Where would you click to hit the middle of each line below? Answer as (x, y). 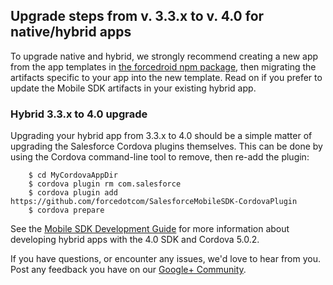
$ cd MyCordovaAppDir (73, 175)
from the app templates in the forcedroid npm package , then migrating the (163, 66)
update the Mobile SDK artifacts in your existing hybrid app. (133, 88)
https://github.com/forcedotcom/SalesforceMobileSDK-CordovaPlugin (154, 202)
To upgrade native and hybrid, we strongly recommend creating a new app (164, 56)
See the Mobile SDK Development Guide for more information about (150, 229)
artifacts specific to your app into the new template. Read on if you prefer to (166, 77)
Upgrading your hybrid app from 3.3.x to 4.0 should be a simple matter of (161, 136)
